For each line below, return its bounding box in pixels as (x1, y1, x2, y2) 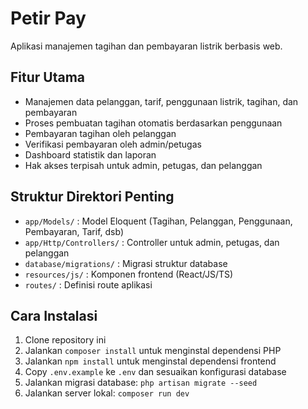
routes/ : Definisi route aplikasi (24, 278, 153, 291)
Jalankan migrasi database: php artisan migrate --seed (24, 377, 258, 389)
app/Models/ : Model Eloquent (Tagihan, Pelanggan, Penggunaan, (24, 215, 293, 227)
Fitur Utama (10, 69, 86, 86)
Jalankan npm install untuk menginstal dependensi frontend (24, 355, 277, 367)
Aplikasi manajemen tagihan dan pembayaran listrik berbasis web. (10, 40, 283, 52)
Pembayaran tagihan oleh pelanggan (24, 127, 177, 139)
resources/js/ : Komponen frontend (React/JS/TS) (24, 268, 234, 280)
